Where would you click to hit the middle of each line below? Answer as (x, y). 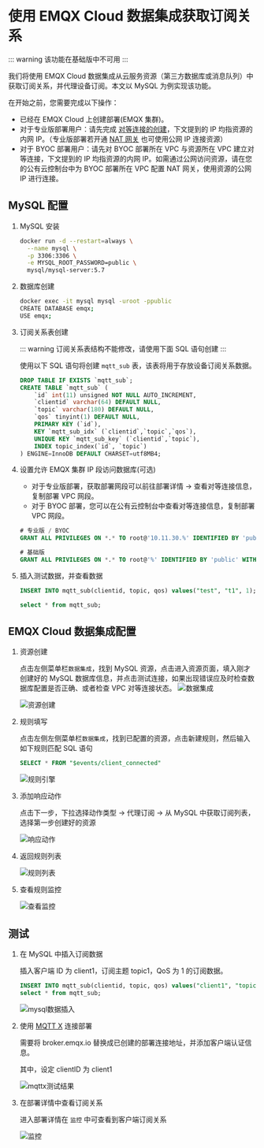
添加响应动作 (40, 796)
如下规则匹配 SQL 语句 (56, 749)
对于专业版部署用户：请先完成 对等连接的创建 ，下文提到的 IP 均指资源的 (136, 129)
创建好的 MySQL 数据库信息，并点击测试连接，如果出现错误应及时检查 (134, 678)
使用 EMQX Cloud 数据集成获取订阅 (123, 16)
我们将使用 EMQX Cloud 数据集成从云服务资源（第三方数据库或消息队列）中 (131, 76)
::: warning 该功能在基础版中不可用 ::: (68, 59)
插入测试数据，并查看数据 (61, 575)
